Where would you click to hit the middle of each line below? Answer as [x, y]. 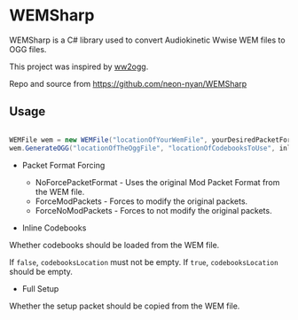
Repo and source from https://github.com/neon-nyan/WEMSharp [128, 83]
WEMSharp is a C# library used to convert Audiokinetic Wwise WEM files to [147, 40]
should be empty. [41, 271]
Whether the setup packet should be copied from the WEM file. [125, 306]
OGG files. [28, 49]
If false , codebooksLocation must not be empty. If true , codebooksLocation [144, 261]
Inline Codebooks [54, 228]
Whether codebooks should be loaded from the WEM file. [114, 245]
